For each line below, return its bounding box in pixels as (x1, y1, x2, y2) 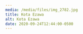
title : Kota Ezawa (5, 12, 44, 17)
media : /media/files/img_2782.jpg (5, 7, 78, 12)
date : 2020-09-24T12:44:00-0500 (5, 21, 73, 26)
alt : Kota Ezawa (5, 16, 39, 21)
